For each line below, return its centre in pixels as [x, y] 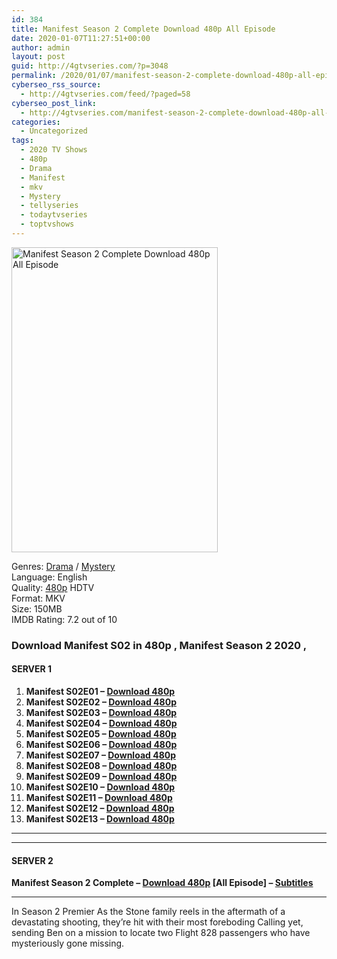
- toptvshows [47, 224]
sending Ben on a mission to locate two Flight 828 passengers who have [161, 933]
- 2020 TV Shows [54, 150]
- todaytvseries [54, 215]
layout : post [38, 57]
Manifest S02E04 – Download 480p [101, 723]
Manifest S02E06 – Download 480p [101, 744]
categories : [36, 122]
